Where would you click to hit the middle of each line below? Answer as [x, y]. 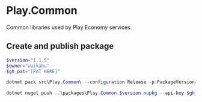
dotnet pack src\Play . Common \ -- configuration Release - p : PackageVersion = [102, 82]
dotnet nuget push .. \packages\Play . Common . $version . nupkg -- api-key [95, 93]
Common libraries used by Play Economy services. [69, 27]
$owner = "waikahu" [28, 66]
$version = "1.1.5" [28, 60]
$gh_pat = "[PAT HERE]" [33, 71]
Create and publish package [60, 46]
